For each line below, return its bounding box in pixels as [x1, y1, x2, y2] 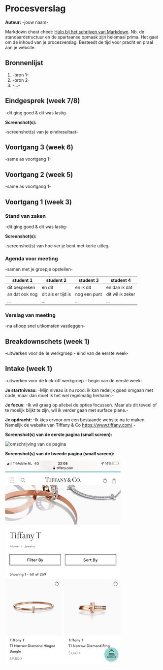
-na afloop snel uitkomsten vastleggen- [5, 323, 85, 329]
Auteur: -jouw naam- [5, 19, 49, 25]
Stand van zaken [5, 212, 46, 219]
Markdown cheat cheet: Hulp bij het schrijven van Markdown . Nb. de [5, 29, 144, 34]
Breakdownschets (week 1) [5, 337, 90, 345]
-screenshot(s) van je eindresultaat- [5, 129, 78, 134]
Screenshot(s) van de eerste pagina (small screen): [5, 432, 112, 437]
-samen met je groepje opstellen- [5, 267, 73, 272]
